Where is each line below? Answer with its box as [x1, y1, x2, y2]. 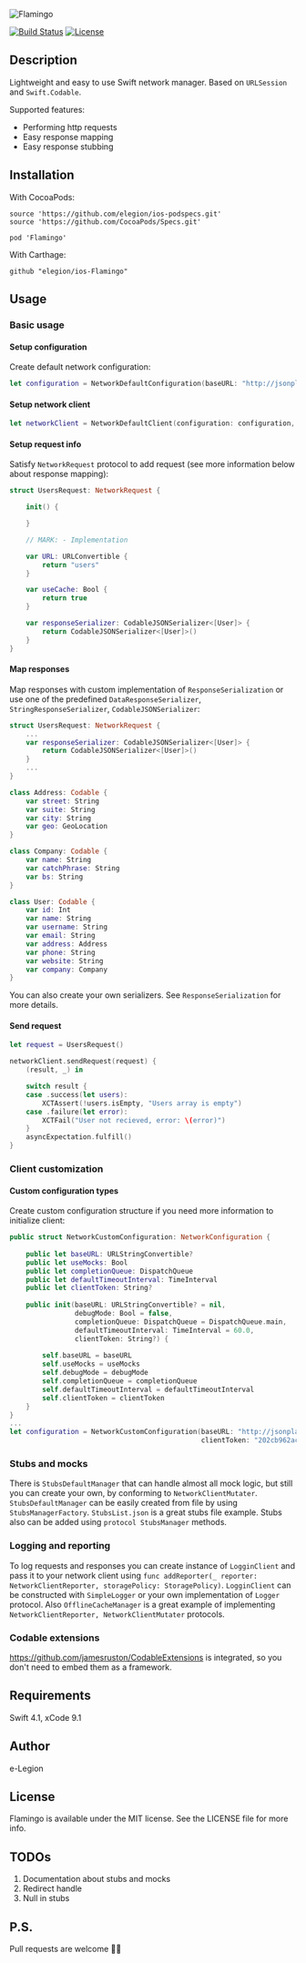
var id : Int [25, 906, 71, 915]
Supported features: [9, 104, 85, 115]
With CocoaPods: [9, 191, 76, 202]
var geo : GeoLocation [25, 822, 107, 831]
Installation [9, 168, 75, 183]
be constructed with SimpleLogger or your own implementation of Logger [9, 1589, 280, 1600]
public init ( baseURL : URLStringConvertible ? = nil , [25, 1300, 226, 1310]
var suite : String [25, 805, 96, 814]
